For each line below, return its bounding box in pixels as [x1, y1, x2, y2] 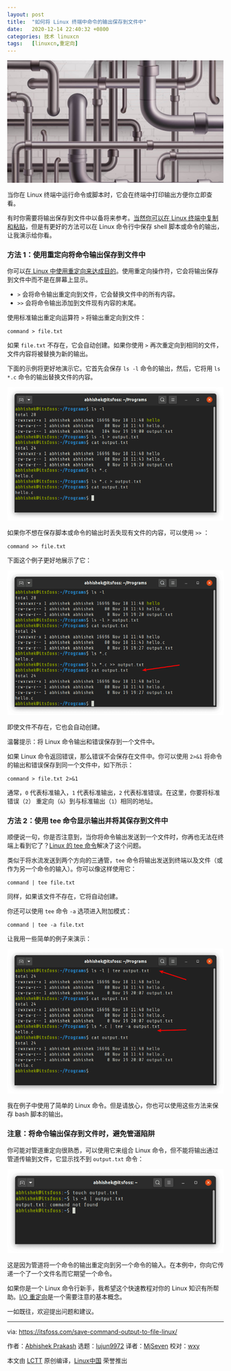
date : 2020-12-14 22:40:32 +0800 [7, 26, 109, 32]
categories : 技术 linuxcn [7, 33, 79, 40]
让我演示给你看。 [7, 231, 56, 239]
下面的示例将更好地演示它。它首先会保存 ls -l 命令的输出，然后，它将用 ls [7, 364, 221, 372]
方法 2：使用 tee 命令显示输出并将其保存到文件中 [7, 816, 168, 825]
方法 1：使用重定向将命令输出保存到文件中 [7, 250, 146, 259]
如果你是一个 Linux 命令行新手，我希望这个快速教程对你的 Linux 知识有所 [7, 1283, 213, 1292]
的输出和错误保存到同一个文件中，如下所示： [7, 761, 134, 769]
